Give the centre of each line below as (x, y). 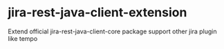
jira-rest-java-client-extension (97, 13)
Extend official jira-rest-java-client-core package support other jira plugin (112, 31)
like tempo (23, 38)
